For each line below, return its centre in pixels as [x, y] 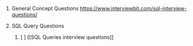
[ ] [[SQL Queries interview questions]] [67, 37]
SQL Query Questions [38, 26]
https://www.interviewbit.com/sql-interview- [133, 8]
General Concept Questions [45, 8]
